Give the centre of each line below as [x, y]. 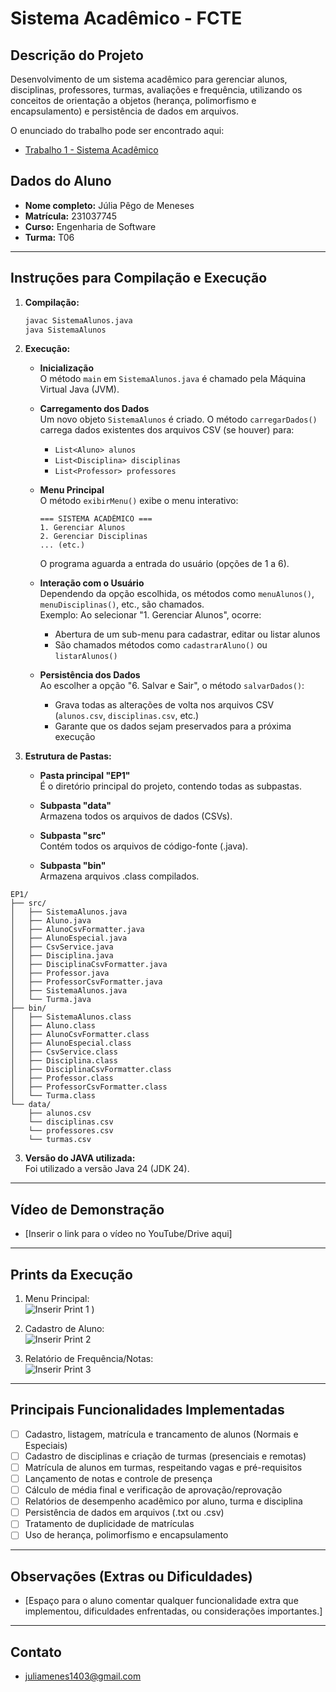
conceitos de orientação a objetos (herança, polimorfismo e [133, 100]
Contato [36, 1652]
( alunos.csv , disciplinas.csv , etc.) [127, 716]
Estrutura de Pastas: [68, 756]
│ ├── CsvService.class [64, 1052]
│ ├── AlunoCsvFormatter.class [80, 1035]
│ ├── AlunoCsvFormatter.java [77, 930]
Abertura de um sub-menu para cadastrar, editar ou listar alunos [187, 634]
